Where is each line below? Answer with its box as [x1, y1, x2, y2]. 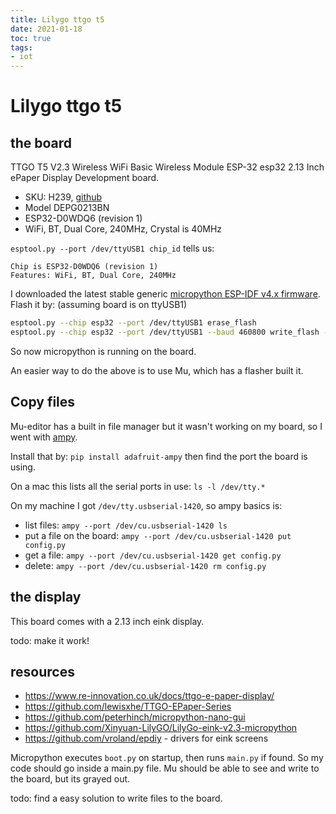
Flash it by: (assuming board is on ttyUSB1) [10, 299, 188, 311]
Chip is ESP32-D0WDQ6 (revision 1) [10, 262, 159, 272]
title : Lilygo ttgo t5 [10, 14, 105, 25]
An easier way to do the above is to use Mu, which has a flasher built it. [10, 364, 304, 376]
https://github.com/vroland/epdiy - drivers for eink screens [24, 732, 269, 745]
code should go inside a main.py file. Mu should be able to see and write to [10, 762, 320, 775]
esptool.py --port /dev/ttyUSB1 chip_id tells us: [10, 242, 215, 255]
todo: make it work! [10, 634, 90, 646]
